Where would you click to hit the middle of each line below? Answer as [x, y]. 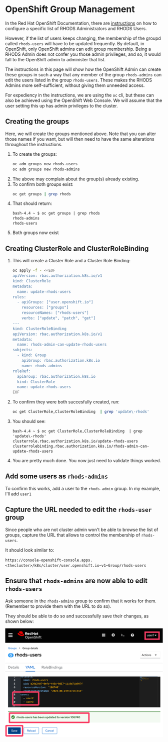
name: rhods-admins [42, 366]
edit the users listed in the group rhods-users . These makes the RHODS [79, 80]
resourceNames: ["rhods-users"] [55, 313]
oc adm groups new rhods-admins [46, 169]
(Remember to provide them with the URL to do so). [58, 606]
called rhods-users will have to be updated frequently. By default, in [75, 43]
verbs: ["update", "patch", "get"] [59, 318]
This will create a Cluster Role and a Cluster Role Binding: [71, 261]
